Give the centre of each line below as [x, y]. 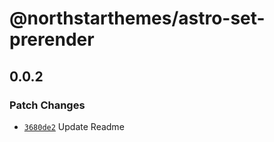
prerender [52, 39]
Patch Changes [47, 105]
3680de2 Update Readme [74, 126]
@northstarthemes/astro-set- [137, 18]
